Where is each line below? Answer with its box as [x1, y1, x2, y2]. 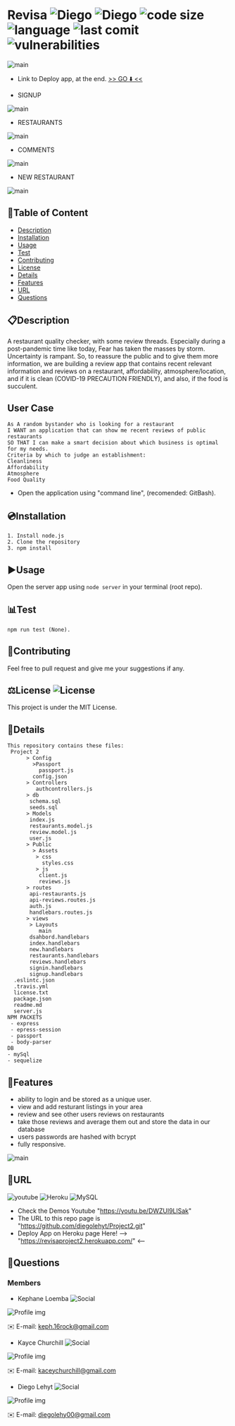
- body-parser [10, 1039, 52, 1046]
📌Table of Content [7, 207, 89, 219]
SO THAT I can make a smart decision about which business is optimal [7, 440, 219, 447]
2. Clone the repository [7, 538, 80, 546]
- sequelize [7, 1057, 42, 1065]
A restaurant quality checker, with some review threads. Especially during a [7, 337, 226, 345]
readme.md [13, 1002, 42, 1009]
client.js [38, 872, 68, 879]
